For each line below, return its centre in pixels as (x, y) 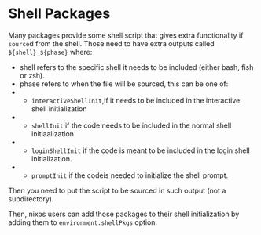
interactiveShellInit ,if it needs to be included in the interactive (136, 100)
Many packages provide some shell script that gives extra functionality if (126, 35)
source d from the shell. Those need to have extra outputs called (111, 43)
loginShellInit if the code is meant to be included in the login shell (140, 150)
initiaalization (53, 133)
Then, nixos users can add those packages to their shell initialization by (124, 214)
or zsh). (32, 75)
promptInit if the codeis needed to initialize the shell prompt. (130, 175)
